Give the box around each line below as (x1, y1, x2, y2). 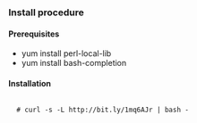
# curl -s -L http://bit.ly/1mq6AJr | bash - (16, 105, 190, 115)
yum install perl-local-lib (21, 48, 112, 59)
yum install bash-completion (21, 58, 127, 69)
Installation (8, 78, 51, 88)
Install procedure (8, 6, 84, 19)
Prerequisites (8, 29, 60, 39)
